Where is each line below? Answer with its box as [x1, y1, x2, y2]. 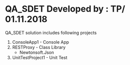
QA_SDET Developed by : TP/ [5, 3, 126, 15]
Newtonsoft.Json [19, 49, 54, 55]
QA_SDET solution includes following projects [5, 30, 97, 35]
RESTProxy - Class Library [12, 44, 66, 50]
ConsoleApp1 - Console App [12, 39, 69, 45]
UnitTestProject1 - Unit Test [12, 54, 67, 60]
